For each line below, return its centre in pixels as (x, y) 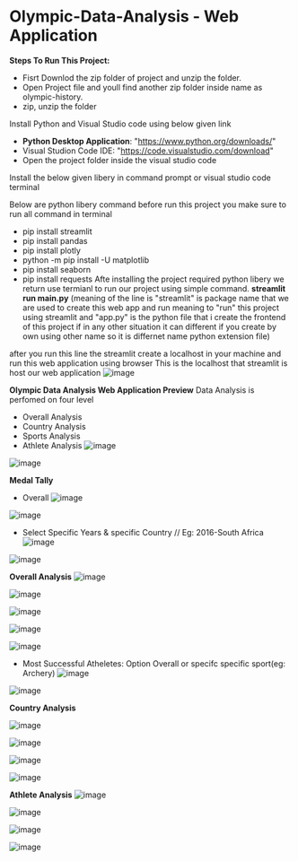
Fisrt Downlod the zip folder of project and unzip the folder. (132, 77)
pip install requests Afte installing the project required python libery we (153, 279)
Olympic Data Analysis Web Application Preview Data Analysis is (132, 390)
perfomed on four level (52, 399)
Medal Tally (31, 480)
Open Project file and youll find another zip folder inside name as (142, 87)
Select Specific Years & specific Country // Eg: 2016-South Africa (143, 532)
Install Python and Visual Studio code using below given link (120, 124)
